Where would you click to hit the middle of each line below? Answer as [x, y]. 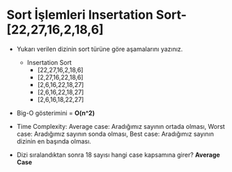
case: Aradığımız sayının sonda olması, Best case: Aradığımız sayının [115, 134]
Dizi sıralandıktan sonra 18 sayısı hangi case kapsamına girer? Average [118, 155]
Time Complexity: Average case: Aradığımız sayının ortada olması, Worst [121, 126]
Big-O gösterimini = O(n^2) [56, 113]
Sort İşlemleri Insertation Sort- [97, 15]
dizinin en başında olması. [54, 141]
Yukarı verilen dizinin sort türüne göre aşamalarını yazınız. [100, 49]
